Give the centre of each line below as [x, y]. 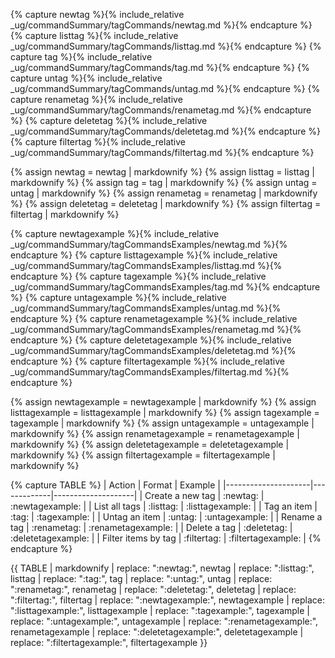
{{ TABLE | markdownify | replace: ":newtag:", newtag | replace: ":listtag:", [162, 568]
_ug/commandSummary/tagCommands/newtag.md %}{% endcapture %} [161, 25]
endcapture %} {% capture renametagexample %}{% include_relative [154, 318]
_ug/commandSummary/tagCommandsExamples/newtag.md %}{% [149, 244]
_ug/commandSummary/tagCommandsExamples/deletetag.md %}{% [153, 350]
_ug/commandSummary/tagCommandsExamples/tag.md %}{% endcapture [165, 287]
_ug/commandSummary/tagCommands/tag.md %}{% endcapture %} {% [160, 67]
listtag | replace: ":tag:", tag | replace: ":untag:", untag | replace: [141, 578]
